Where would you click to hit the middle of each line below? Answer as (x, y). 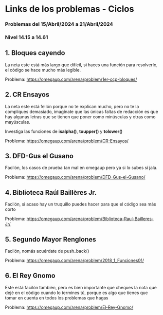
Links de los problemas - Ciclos (70, 9)
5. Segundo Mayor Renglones (51, 239)
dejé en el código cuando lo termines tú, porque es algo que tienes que (77, 293)
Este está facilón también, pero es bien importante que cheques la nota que (81, 287)
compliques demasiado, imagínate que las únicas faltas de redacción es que (81, 111)
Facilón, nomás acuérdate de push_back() (47, 251)
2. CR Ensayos (27, 95)
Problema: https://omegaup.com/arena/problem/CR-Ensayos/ (67, 141)
